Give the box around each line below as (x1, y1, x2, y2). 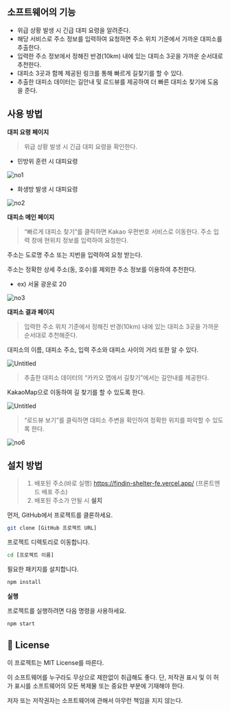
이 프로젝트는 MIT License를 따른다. (7, 658, 104, 666)
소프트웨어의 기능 (7, 6, 76, 19)
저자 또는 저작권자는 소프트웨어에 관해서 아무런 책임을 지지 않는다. (7, 696, 183, 704)
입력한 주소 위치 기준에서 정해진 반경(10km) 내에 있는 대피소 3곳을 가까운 (23, 322, 220, 330)
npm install (7, 579, 41, 586)
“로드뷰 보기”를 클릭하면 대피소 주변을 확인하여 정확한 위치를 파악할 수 (23, 416, 211, 424)
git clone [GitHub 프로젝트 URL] (7, 525, 97, 532)
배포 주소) (41, 488, 68, 496)
